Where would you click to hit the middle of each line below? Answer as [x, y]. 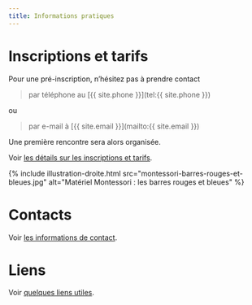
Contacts [40, 214]
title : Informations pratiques [61, 16]
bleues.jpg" [28, 182]
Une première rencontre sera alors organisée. [85, 142]
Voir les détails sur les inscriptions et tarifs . [80, 157]
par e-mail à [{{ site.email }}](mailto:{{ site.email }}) [114, 126]
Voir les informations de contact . [63, 237]
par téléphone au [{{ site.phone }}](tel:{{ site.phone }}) [119, 94]
